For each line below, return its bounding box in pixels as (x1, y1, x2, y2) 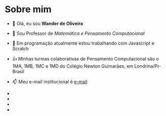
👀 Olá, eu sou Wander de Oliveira (12, 20, 83, 26)
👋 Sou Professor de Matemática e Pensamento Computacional (12, 30, 145, 36)
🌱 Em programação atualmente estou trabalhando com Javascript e (12, 40, 154, 46)
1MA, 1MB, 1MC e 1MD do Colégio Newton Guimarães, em (12, 63, 133, 69)
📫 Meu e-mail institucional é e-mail (12, 78, 88, 84)
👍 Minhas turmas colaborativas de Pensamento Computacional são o (12, 55, 159, 62)
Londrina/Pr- (134, 63, 161, 69)
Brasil (12, 68, 25, 74)
